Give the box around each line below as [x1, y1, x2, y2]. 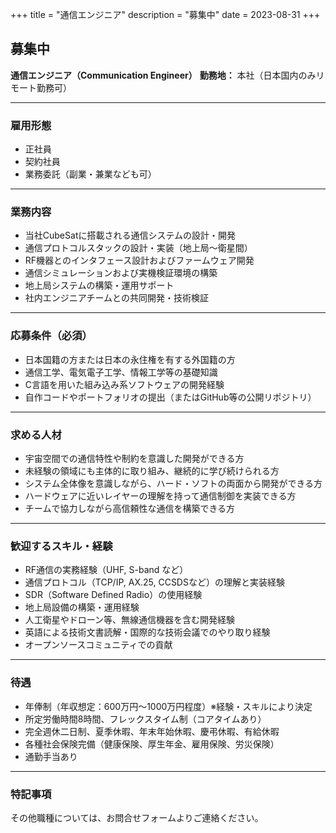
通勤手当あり [24, 750, 78, 762]
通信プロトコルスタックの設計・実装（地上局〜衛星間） [24, 242, 253, 254]
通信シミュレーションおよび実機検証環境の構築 [24, 267, 218, 279]
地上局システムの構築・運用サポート [24, 279, 175, 292]
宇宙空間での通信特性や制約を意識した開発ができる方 [24, 453, 245, 464]
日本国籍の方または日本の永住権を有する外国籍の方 [24, 353, 236, 365]
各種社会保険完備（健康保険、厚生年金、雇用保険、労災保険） [24, 738, 280, 750]
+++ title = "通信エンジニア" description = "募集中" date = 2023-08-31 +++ [10, 9, 321, 20]
